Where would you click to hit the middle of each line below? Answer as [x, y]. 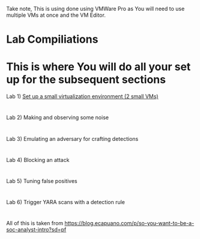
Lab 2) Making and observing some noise [58, 117]
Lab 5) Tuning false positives [42, 181]
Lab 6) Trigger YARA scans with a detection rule [65, 202]
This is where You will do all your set [98, 67]
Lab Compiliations [52, 39]
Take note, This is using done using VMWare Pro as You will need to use [95, 9]
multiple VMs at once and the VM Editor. [56, 15]
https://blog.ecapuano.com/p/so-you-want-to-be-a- [129, 223]
